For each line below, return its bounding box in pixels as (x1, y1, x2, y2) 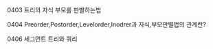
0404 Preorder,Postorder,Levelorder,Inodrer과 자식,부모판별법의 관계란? (7, 20, 206, 29)
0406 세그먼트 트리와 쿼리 (7, 35, 78, 43)
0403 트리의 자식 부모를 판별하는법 (7, 6, 102, 14)
